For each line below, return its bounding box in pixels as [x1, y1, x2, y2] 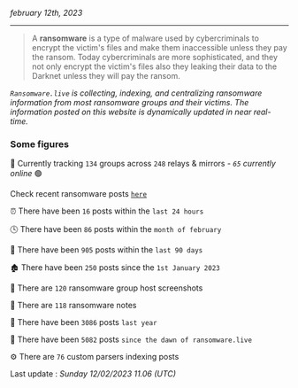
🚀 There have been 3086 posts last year [10, 317, 157, 328]
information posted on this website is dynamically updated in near [10, 106, 252, 117]
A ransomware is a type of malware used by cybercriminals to [31, 33, 260, 43]
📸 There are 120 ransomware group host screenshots [10, 283, 203, 293]
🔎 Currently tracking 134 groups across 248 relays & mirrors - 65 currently [10, 159, 277, 169]
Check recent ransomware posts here [10, 189, 148, 199]
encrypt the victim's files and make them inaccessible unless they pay [31, 43, 288, 52]
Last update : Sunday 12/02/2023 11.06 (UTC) [10, 369, 176, 379]
